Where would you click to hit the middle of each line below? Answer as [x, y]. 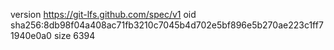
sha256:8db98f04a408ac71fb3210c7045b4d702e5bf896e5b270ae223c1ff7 [167, 25]
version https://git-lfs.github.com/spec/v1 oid [103, 14]
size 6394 [74, 35]
